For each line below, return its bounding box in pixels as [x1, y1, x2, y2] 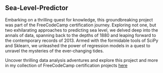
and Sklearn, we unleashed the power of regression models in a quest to [5, 42, 151, 48]
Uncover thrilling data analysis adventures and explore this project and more [5, 57, 158, 63]
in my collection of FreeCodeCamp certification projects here [5, 62, 128, 68]
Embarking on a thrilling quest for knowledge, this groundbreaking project [5, 17, 153, 22]
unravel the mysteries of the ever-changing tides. [5, 48, 104, 54]
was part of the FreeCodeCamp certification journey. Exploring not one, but [5, 22, 157, 28]
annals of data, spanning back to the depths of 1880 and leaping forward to [5, 32, 157, 38]
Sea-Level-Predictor [5, 4, 69, 12]
